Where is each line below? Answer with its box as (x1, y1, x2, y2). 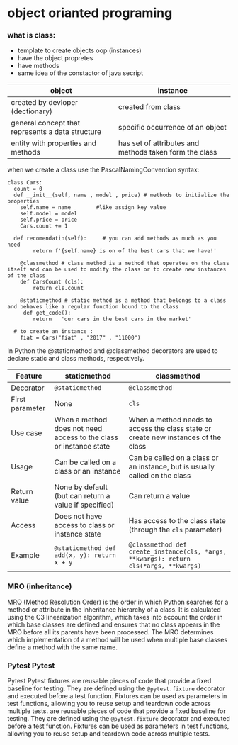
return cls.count (33, 285, 84, 292)
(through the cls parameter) (128, 525, 222, 534)
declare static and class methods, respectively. (7, 354, 144, 363)
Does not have (54, 512, 103, 522)
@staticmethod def (54, 544, 117, 552)
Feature (16, 371, 42, 381)
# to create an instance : (13, 328, 93, 335)
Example (11, 551, 40, 561)
